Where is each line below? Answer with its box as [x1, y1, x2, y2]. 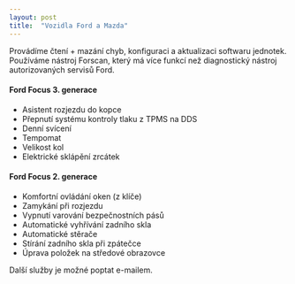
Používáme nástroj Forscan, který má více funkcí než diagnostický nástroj [9, 55, 277, 65]
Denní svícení [21, 123, 72, 134]
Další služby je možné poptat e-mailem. [9, 265, 153, 275]
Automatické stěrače [21, 228, 98, 239]
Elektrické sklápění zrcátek [21, 151, 121, 162]
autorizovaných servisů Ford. [9, 64, 115, 75]
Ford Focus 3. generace [9, 85, 98, 96]
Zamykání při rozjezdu [21, 200, 103, 211]
